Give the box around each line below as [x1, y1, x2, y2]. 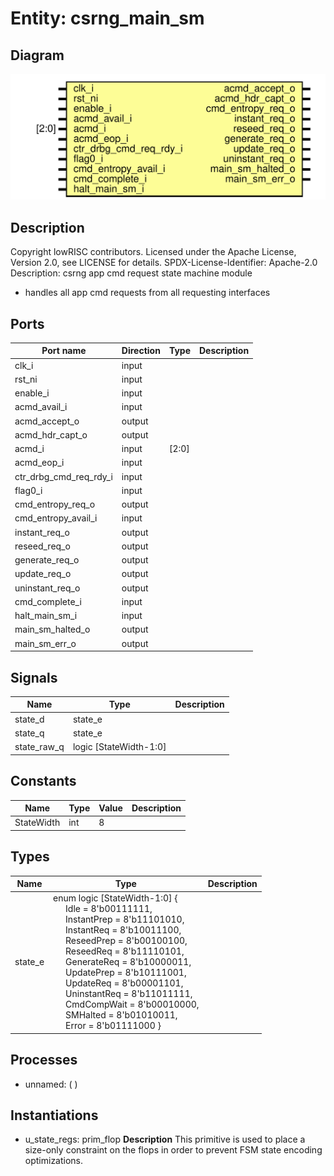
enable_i [14, 387, 50, 399]
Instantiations [10, 1107, 99, 1124]
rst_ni [14, 373, 38, 385]
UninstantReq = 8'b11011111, [65, 988, 193, 1000]
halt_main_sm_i [14, 610, 78, 622]
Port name [41, 345, 87, 357]
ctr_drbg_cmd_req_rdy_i [14, 470, 113, 482]
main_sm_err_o [14, 637, 77, 649]
